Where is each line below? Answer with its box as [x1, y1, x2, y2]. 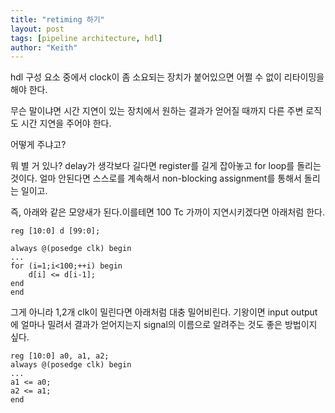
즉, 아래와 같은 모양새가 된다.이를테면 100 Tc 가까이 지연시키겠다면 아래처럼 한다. [10, 206, 325, 218]
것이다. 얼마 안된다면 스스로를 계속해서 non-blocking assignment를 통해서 [10, 172, 302, 185]
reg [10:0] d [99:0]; [10, 226, 101, 236]
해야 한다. [10, 84, 48, 96]
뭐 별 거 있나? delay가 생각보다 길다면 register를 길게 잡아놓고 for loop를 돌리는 [10, 160, 322, 172]
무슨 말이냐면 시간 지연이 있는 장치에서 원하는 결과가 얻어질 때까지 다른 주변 [10, 105, 304, 117]
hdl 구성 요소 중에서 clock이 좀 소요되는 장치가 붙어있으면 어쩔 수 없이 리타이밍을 [10, 71, 325, 83]
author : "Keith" [10, 42, 78, 53]
